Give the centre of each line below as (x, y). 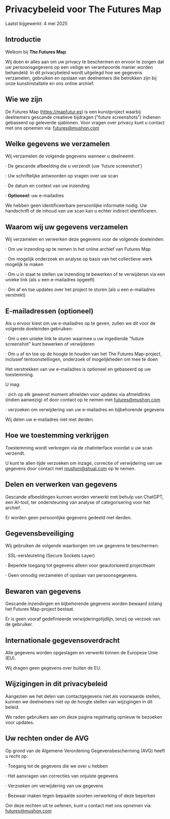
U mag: (13, 384)
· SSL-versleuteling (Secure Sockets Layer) (50, 556)
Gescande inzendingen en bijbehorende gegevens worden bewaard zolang (84, 604)
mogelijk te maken (24, 265)
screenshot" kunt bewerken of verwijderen (50, 344)
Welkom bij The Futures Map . (36, 51)
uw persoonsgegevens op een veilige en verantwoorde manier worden (79, 67)
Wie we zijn (24, 100)
